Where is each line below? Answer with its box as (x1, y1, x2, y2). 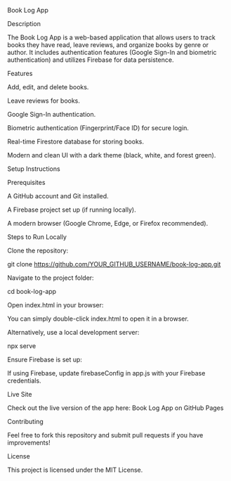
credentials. (7, 376, 41, 385)
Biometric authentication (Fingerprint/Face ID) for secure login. (7, 124, 190, 132)
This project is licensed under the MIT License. (7, 466, 143, 474)
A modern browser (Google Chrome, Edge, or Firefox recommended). (7, 219, 209, 227)
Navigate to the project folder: (7, 274, 94, 282)
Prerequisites (7, 179, 46, 186)
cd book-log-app (7, 288, 57, 295)
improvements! (7, 439, 51, 447)
